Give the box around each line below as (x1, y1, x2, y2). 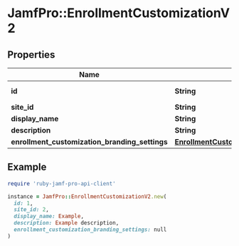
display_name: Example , (14, 212, 84, 220)
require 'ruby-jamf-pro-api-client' (7, 180, 116, 187)
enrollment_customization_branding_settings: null (14, 226, 167, 233)
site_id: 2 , (14, 206, 50, 213)
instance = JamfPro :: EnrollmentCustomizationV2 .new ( (7, 193, 167, 200)
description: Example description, (14, 220, 119, 227)
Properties (7, 48, 55, 61)
